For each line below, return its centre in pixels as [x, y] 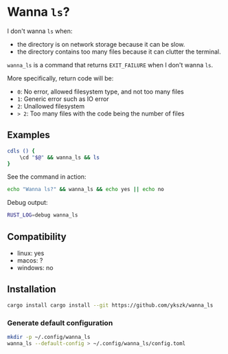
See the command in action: [47, 177]
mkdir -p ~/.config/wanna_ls [49, 337]
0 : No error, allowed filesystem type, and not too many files [100, 91]
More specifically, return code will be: [60, 78]
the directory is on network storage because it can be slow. [101, 44]
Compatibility [37, 237]
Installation [32, 289]
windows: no [35, 267]
